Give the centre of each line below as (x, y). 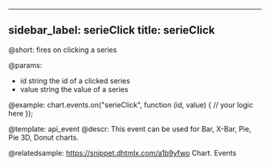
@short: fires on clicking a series (63, 50)
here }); (21, 113)
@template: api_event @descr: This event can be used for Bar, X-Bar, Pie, (130, 128)
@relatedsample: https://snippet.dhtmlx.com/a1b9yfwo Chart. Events (123, 152)
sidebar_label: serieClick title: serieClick (112, 30)
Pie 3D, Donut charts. (43, 137)
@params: (25, 65)
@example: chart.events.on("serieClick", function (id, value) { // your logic (131, 104)
